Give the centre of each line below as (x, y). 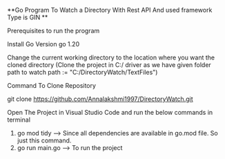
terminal (19, 120)
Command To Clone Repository (52, 85)
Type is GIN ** (28, 17)
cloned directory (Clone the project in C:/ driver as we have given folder (109, 65)
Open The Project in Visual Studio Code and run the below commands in (110, 112)
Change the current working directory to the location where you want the (111, 57)
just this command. (44, 140)
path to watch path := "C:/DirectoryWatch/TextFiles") (82, 72)
